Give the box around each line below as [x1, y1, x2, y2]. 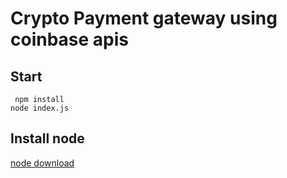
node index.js [10, 103, 70, 113]
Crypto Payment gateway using [10, 7, 278, 30]
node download [10, 157, 75, 169]
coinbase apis [10, 28, 130, 51]
